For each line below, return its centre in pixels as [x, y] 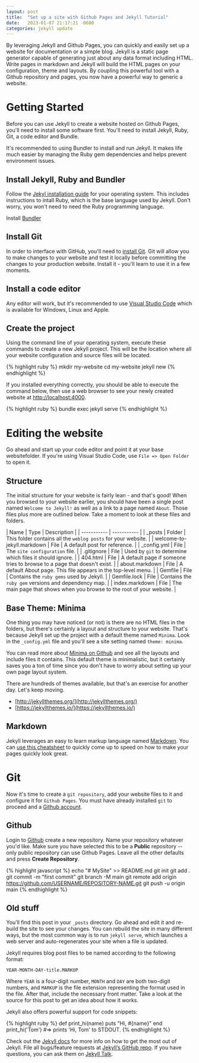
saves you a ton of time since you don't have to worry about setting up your [99, 666]
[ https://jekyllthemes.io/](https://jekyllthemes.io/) [75, 708]
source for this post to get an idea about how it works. [72, 1000]
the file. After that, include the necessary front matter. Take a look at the [94, 994]
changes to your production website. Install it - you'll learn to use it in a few [98, 264]
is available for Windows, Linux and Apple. [58, 309]
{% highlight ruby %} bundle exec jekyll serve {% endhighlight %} [87, 409]
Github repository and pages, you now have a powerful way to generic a [94, 77]
